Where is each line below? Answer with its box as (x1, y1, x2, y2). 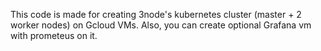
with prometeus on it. (10, 30, 98, 41)
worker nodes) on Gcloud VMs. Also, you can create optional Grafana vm (10, 19, 312, 31)
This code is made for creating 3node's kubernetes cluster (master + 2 (10, 9, 302, 20)
